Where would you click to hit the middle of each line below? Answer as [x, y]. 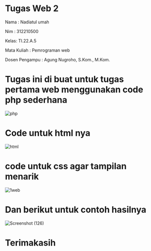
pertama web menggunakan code [74, 90]
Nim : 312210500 [22, 31]
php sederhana [36, 100]
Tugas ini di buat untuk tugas [65, 80]
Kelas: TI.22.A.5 [21, 41]
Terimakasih [30, 242]
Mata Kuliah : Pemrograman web [38, 50]
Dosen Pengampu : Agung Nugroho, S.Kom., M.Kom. [58, 59]
